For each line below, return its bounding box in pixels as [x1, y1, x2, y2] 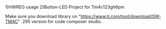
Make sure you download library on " [5, 14, 81, 19]
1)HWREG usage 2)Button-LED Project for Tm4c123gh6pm [5, 4, 125, 10]
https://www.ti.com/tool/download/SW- [80, 14, 162, 19]
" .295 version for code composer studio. [17, 19, 102, 24]
